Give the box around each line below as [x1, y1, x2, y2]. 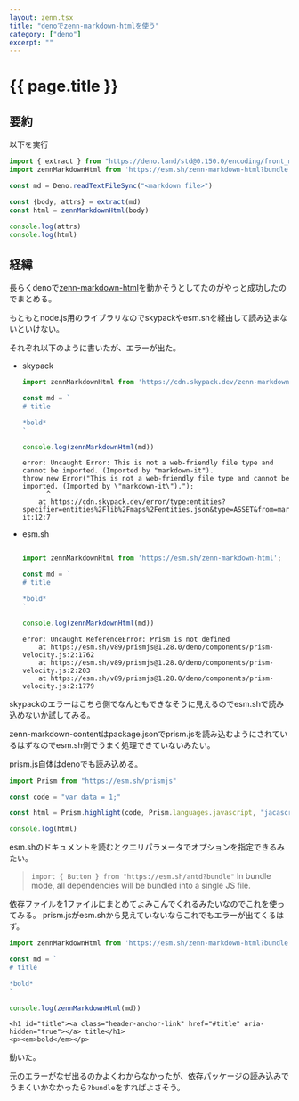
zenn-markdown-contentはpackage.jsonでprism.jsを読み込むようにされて [9, 728, 280, 739]
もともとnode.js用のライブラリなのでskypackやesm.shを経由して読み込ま [9, 313, 280, 324]
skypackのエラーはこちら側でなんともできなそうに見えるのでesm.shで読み [9, 698, 285, 709]
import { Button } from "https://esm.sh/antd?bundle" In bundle [30, 871, 271, 882]
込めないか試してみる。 [9, 710, 95, 720]
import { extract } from [9, 157, 101, 166]
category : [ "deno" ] [9, 29, 82, 38]
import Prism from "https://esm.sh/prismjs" [9, 776, 177, 785]
